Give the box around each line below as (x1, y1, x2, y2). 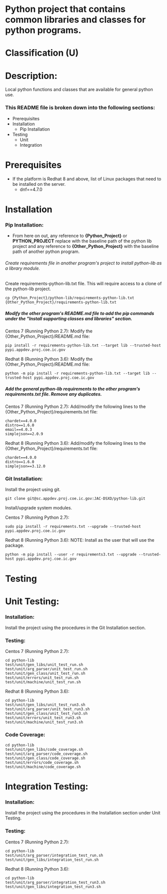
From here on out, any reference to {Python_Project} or (12, 233, 128, 239)
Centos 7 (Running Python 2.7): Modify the (5, 328, 93, 334)
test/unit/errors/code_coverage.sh (5, 760, 79, 765)
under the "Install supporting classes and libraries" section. (5, 316, 133, 322)
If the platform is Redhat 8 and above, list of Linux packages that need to (12, 175, 162, 182)
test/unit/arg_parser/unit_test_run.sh (5, 667, 88, 672)
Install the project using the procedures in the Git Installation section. (5, 625, 146, 631)
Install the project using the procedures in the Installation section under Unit (5, 810, 161, 816)
